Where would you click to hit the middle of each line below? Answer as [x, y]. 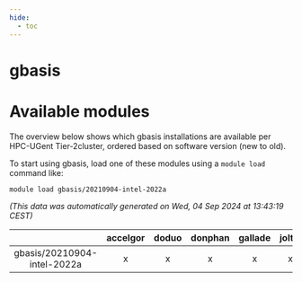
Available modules [80, 111]
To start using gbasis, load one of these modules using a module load [138, 163]
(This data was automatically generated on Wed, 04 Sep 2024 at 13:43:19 [147, 206]
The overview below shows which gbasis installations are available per [140, 137]
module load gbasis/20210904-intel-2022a [88, 189]
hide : [19, 18]
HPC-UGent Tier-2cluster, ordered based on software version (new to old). [147, 145]
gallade [255, 237]
